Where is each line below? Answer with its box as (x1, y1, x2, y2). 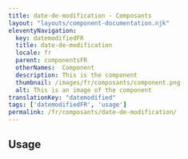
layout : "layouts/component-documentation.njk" (8, 19, 170, 27)
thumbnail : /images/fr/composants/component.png (15, 78, 181, 86)
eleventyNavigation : (8, 26, 78, 34)
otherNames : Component (15, 64, 94, 72)
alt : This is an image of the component (15, 85, 152, 94)
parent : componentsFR (15, 57, 88, 65)
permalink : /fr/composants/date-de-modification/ (8, 109, 178, 117)
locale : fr (15, 49, 52, 57)
